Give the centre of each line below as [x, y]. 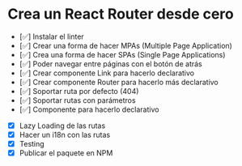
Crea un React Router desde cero [121, 14]
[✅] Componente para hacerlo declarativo [89, 109]
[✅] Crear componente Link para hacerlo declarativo [107, 73]
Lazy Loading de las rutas [62, 126]
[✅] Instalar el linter [51, 36]
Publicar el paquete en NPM [66, 153]
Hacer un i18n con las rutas [65, 135]
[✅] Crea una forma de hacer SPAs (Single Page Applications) [122, 54]
